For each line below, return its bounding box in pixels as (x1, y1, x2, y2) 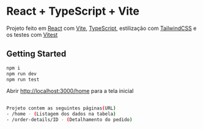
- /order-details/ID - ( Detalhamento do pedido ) (6, 116, 133, 123)
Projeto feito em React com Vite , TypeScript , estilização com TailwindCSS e (6, 24, 197, 32)
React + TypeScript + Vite (6, 4, 139, 18)
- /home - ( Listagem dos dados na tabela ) (6, 111, 116, 117)
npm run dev (6, 70, 37, 77)
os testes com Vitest (6, 31, 58, 38)
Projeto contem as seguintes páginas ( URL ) (6, 105, 116, 111)
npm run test (6, 76, 40, 83)
